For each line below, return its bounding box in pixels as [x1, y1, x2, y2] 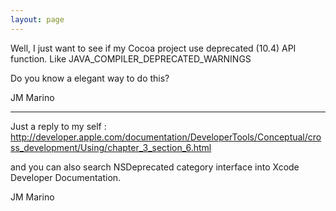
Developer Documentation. [10, 171, 122, 183]
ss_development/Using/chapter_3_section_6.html [10, 141, 212, 153]
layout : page [10, 14, 65, 25]
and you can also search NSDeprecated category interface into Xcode [10, 161, 300, 173]
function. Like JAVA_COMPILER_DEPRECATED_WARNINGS [10, 52, 252, 65]
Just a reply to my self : [10, 120, 107, 132]
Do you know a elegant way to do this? [10, 72, 170, 84]
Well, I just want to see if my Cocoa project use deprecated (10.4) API [10, 42, 297, 54]
